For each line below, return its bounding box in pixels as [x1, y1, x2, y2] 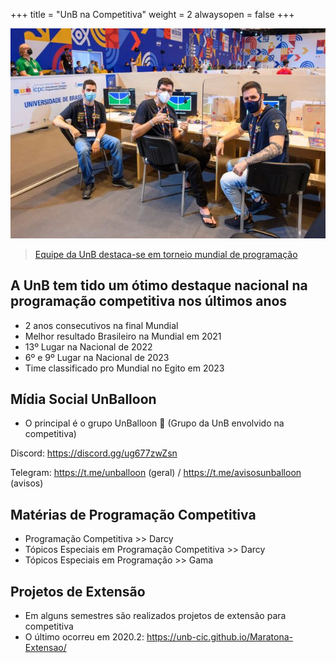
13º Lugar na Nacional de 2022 [24, 340, 153, 353]
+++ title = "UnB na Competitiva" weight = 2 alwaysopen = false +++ [10, 9, 295, 20]
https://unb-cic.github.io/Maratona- [146, 630, 293, 643]
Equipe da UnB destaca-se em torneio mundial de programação [34, 248, 298, 260]
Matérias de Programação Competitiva [10, 506, 257, 523]
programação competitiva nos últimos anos [10, 293, 288, 310]
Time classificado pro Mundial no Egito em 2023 [24, 362, 225, 374]
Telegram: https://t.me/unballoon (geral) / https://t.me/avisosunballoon [10, 467, 302, 479]
